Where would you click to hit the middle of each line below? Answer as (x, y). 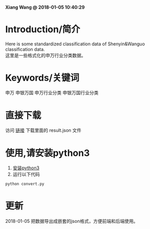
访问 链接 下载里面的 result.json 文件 (43, 131)
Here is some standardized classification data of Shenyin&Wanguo (75, 44)
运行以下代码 (26, 174)
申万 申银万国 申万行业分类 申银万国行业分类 (52, 93)
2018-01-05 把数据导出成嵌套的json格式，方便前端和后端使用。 (72, 221)
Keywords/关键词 (42, 78)
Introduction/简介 (43, 29)
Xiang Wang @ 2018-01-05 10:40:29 (45, 7)
